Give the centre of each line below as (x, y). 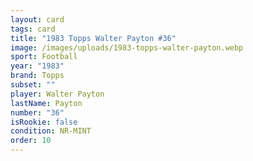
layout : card (37, 19)
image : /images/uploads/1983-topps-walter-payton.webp (127, 47)
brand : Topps (37, 76)
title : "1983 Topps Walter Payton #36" (93, 38)
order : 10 (31, 141)
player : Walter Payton (57, 94)
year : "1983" (37, 66)
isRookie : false (44, 122)
